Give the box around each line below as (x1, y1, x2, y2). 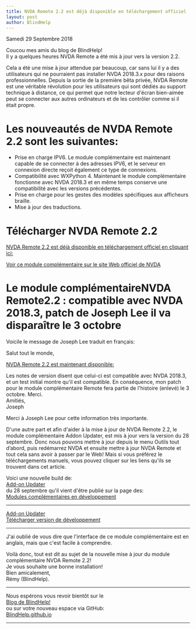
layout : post (6, 14, 38, 20)
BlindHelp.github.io (6, 611, 52, 618)
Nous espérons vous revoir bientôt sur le (6, 592, 104, 600)
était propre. (6, 102, 36, 109)
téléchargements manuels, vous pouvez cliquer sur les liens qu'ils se (6, 457, 171, 464)
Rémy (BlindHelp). (6, 576, 50, 583)
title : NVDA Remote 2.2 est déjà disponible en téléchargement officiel (6, 8, 187, 15)
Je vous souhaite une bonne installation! (6, 563, 103, 570)
